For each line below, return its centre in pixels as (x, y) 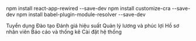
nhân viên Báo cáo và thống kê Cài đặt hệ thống (64, 32)
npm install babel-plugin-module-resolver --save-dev (81, 14)
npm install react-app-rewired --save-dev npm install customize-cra (88, 8)
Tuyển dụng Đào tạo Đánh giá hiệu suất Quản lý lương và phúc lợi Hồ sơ (93, 26)
